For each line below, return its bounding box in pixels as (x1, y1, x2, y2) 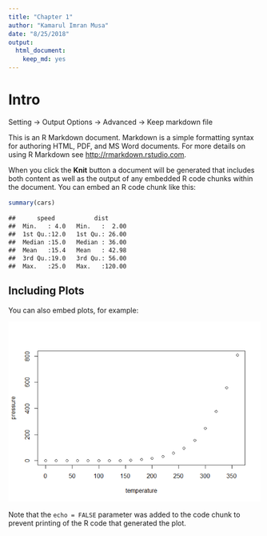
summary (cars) (8, 199, 56, 207)
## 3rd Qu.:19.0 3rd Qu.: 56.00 (8, 254, 127, 262)
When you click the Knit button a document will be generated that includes (8, 165, 255, 175)
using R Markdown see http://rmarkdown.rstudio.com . (8, 149, 186, 159)
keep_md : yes (22, 55, 66, 63)
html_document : (15, 46, 66, 55)
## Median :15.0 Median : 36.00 (8, 238, 127, 246)
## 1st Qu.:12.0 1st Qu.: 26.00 (8, 230, 127, 238)
